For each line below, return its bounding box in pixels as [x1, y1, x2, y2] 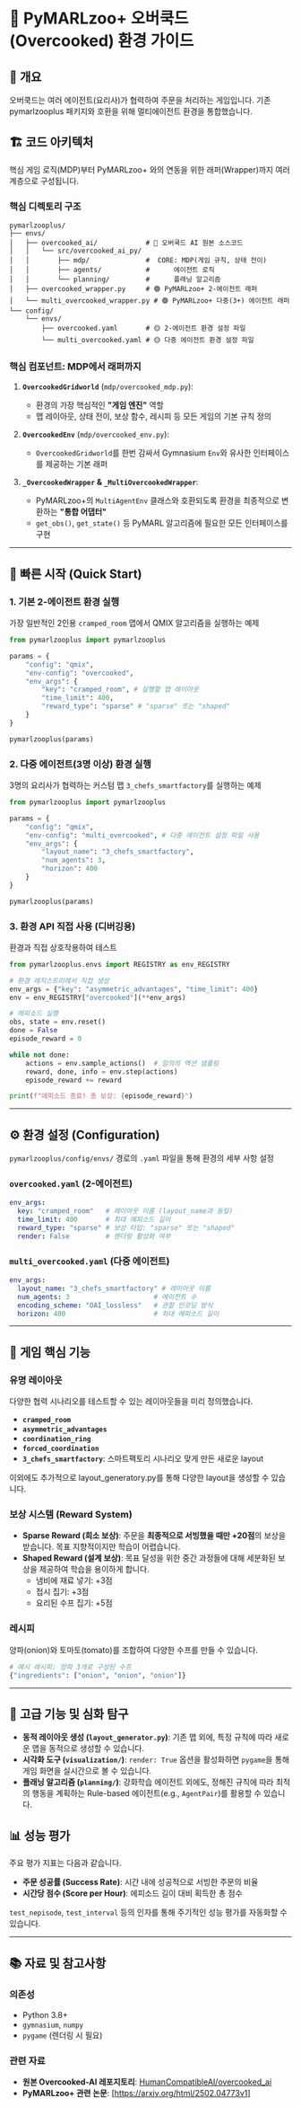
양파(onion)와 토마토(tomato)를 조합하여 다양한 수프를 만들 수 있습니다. [9, 1644, 258, 1655]
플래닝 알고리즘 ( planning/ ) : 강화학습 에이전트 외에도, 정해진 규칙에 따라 [21, 1776, 275, 1788]
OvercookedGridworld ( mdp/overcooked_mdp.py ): [21, 381, 194, 392]
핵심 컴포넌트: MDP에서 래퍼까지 [9, 360, 142, 373]
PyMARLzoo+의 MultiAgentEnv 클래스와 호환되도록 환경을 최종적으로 [35, 495, 279, 506]
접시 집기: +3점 [35, 1587, 90, 1598]
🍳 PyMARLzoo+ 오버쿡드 [9, 8, 189, 29]
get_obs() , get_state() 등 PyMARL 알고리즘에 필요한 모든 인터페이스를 [35, 518, 288, 528]
